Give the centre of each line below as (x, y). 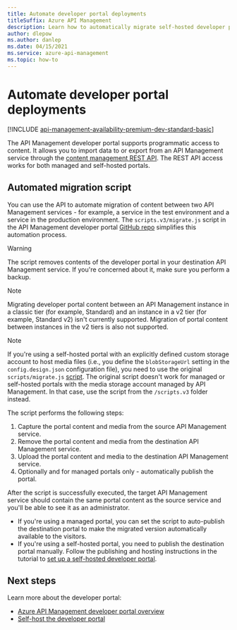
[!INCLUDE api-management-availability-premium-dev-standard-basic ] (111, 129)
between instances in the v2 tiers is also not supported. (88, 327)
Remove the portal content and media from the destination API (108, 441)
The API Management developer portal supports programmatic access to (114, 143)
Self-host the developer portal (61, 619)
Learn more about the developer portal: (65, 598)
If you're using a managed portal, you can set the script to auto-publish (121, 521)
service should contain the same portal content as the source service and (114, 500)
